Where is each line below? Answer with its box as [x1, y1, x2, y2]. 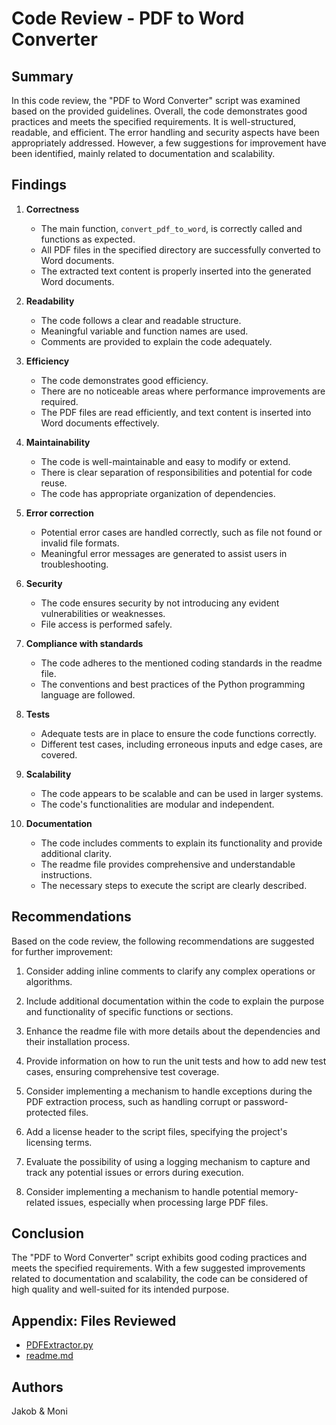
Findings [11, 177, 68, 194]
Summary [11, 68, 74, 85]
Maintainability [25, 436, 91, 448]
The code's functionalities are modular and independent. [40, 798, 275, 810]
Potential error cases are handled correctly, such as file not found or [40, 526, 323, 538]
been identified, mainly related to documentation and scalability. [11, 148, 276, 159]
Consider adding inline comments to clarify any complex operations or [25, 965, 316, 977]
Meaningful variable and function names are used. [40, 325, 249, 337]
